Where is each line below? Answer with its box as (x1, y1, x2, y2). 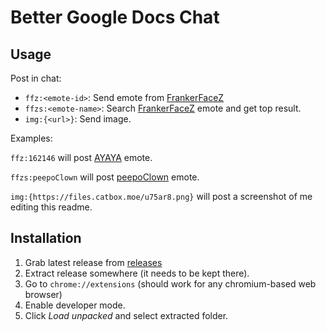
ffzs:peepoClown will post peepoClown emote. (10, 171, 200, 183)
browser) (24, 288, 63, 300)
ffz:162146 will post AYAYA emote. (10, 152, 153, 163)
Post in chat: (10, 72, 62, 84)
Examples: (10, 132, 53, 144)
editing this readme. (10, 201, 93, 213)
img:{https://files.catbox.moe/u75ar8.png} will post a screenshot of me (10, 191, 313, 202)
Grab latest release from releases (24, 256, 163, 268)
